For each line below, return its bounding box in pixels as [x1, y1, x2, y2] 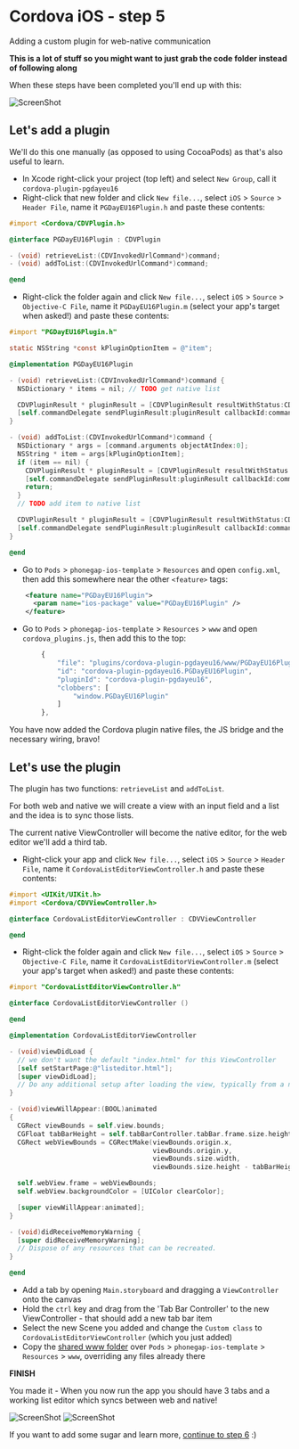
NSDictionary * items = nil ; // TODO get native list [17, 384, 221, 393]
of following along [9, 62, 77, 73]
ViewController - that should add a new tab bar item [21, 1313, 213, 1324]
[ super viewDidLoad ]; [17, 1072, 98, 1081]
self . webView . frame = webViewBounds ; [17, 1179, 158, 1188]
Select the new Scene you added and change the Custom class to [21, 1322, 263, 1333]
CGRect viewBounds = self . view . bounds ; [17, 1121, 166, 1130]
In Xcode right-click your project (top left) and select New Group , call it [21, 173, 278, 184]
